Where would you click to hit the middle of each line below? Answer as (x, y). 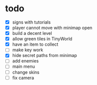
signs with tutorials (31, 22)
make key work (28, 50)
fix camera (23, 78)
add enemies (25, 61)
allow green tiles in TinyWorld (42, 39)
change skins (26, 72)
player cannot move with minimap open (52, 28)
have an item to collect (35, 44)
